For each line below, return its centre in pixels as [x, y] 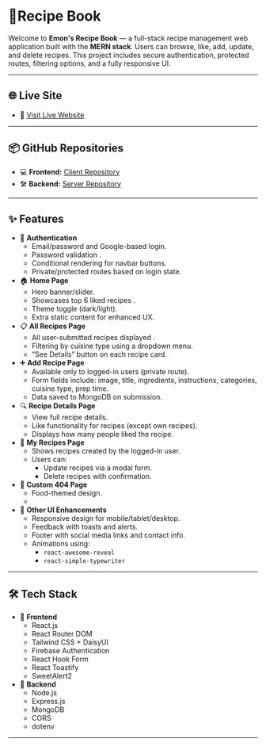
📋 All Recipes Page [52, 326]
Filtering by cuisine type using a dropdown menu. [112, 346]
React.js [44, 625]
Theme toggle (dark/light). [74, 309]
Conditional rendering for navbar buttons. [99, 263]
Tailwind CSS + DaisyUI [70, 642]
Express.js [48, 702]
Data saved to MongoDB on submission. [97, 397]
